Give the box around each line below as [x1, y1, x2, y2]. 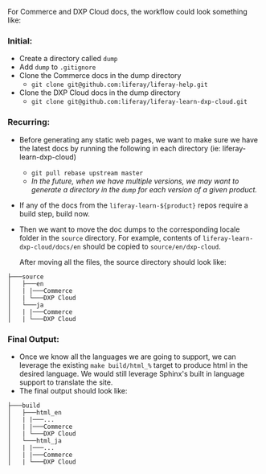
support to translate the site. [18, 377, 113, 387]
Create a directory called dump [18, 54, 118, 64]
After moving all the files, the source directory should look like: [18, 257, 227, 266]
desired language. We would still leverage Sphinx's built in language [18, 369, 245, 378]
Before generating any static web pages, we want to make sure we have [18, 134, 259, 144]
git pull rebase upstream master [31, 169, 144, 177]
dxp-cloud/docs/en [18, 243, 81, 251]
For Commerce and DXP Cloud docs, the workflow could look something [7, 7, 248, 16]
